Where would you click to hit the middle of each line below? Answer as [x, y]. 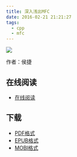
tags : [13, 22]
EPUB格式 [27, 140]
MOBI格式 [27, 148]
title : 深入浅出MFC [28, 11]
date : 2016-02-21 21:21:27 [39, 17]
